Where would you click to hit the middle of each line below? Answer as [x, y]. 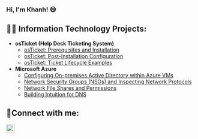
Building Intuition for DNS [55, 94]
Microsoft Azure [36, 69]
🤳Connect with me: [43, 113]
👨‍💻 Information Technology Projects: [76, 29]
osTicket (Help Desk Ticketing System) [64, 43]
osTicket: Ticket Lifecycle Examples [68, 62]
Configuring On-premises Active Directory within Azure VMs [99, 75]
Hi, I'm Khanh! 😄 [31, 10]
